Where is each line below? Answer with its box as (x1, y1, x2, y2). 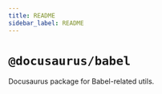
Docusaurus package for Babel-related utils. (8, 76, 155, 86)
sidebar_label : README (8, 19, 84, 27)
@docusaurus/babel (8, 53, 131, 69)
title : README (8, 11, 56, 20)
